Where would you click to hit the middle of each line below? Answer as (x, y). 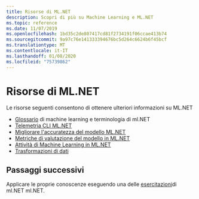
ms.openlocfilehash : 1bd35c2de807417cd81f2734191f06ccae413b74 (87, 34)
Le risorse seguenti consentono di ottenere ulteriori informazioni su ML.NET (99, 108)
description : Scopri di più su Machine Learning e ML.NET (80, 17)
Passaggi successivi (45, 170)
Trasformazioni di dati (42, 151)
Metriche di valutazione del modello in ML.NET (72, 139)
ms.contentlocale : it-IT (37, 51)
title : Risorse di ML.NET (38, 12)
